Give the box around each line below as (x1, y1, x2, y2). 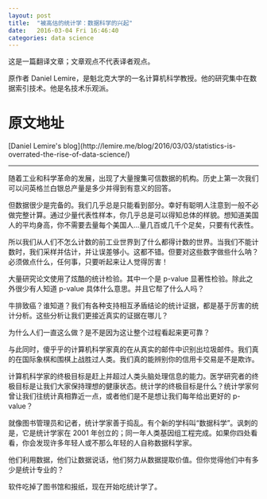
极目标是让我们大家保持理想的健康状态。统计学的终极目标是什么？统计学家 (8, 381, 252, 391)
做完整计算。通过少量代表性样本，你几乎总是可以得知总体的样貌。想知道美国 (8, 210, 259, 220)
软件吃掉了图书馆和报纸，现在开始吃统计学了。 (8, 482, 161, 492)
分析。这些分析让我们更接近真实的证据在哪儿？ (14, 311, 168, 321)
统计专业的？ (21, 465, 64, 474)
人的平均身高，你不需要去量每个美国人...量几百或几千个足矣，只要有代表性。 (8, 220, 258, 230)
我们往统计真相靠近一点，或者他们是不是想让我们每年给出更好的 (21, 392, 231, 401)
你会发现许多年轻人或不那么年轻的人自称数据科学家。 (21, 439, 196, 448)
